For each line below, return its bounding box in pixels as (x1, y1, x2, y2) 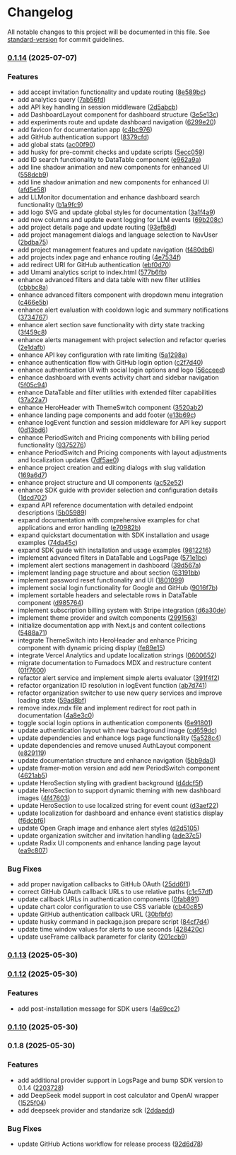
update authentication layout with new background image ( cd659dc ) (17, 726, 218, 735)
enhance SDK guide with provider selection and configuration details (17, 486, 218, 495)
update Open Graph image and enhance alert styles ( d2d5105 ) (17, 824, 200, 833)
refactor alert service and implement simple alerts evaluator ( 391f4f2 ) (17, 674, 220, 682)
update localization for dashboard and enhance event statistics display (17, 809, 224, 817)
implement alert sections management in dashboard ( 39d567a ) (17, 561, 201, 570)
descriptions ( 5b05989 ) (17, 508, 87, 517)
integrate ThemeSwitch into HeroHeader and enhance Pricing (17, 636, 198, 645)
